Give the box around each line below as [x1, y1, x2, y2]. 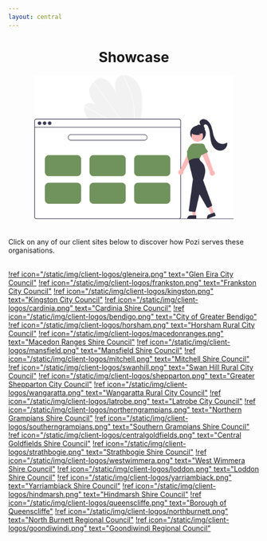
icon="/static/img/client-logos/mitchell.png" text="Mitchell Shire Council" [8, 355, 249, 364]
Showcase [98, 48, 170, 66]
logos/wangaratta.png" [8, 388, 84, 398]
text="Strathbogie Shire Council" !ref [86, 447, 207, 457]
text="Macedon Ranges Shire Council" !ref [8, 337, 149, 347]
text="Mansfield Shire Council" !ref [80, 346, 196, 355]
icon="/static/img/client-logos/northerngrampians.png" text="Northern [8, 405, 242, 414]
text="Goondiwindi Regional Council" [88, 523, 211, 533]
